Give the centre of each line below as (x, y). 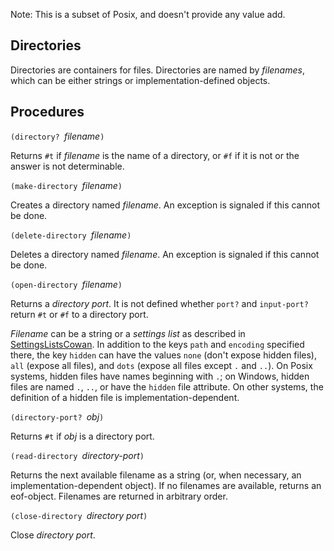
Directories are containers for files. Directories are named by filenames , (157, 70)
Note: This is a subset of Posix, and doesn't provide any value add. (148, 14)
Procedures (47, 112)
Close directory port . (53, 535)
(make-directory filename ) (66, 185)
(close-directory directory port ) (79, 515)
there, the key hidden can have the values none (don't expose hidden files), (163, 355)
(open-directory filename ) (66, 284)
